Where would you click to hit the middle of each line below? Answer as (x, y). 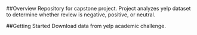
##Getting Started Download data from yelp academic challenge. (86, 26)
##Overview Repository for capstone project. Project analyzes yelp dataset (98, 8)
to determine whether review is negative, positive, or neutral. (81, 15)
